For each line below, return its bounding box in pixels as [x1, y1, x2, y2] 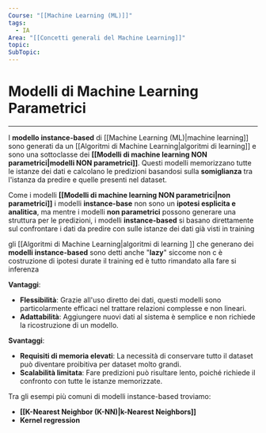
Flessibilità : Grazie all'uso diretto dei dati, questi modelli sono [19, 294, 222, 305]
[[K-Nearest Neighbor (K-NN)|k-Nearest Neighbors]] [19, 407, 196, 416]
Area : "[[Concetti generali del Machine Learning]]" [8, 33, 186, 42]
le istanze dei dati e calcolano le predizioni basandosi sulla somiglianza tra [8, 166, 253, 176]
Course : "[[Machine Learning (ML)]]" [8, 11, 133, 20]
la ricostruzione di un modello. [19, 320, 119, 329]
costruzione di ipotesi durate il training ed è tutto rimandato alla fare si [8, 256, 237, 265]
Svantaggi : [8, 336, 45, 345]
